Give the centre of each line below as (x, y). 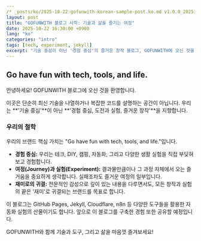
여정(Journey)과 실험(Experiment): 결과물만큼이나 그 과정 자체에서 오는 (100, 169)
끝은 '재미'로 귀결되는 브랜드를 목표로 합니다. (73, 191)
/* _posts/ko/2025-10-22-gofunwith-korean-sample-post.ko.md (84, 12)
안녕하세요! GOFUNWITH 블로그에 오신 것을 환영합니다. (71, 90)
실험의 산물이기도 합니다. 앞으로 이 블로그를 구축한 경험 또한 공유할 (95, 211)
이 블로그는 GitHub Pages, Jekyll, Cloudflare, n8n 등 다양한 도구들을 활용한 (95, 204)
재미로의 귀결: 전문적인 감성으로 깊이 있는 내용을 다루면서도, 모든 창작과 (98, 184)
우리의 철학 (21, 127)
